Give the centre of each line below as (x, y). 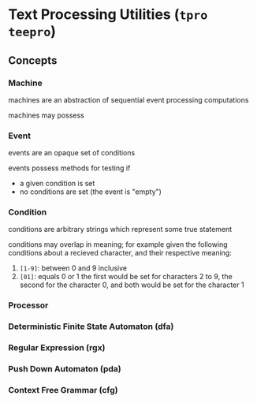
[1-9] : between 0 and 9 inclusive (73, 268)
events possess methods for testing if (69, 168)
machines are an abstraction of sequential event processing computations (128, 99)
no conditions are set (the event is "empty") (90, 192)
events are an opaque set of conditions (72, 153)
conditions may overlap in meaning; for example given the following (118, 244)
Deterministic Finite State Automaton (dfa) (91, 327)
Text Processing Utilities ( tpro (108, 15)
